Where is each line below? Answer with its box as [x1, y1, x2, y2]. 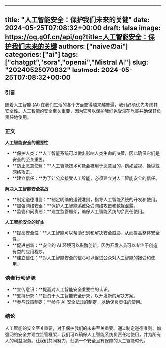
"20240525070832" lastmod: [5, 66, 100, 74]
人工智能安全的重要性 [5, 139, 48, 145]
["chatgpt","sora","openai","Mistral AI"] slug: [5, 58, 149, 67]
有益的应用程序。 [12, 248, 47, 254]
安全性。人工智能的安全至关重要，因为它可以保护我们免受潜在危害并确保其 [5, 108, 157, 114]
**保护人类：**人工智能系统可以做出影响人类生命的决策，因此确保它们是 [12, 150, 160, 156]
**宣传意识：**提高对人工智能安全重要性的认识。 [12, 286, 112, 293]
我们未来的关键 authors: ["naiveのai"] [11, 42, 128, 51]
